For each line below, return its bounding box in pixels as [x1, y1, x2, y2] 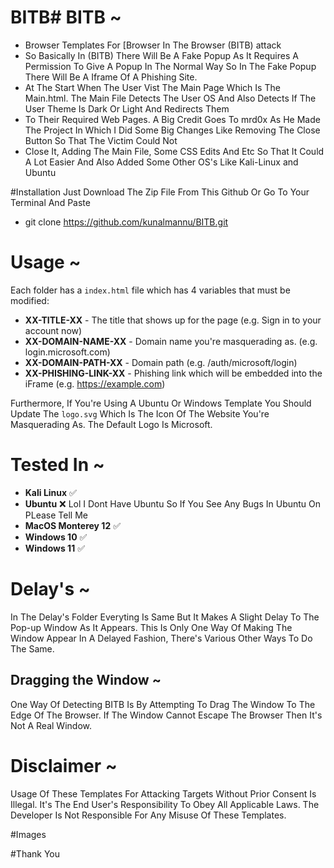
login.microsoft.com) [24, 346, 111, 358]
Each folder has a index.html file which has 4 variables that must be [10, 284, 291, 296]
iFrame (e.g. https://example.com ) [24, 377, 166, 390]
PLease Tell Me [24, 509, 88, 521]
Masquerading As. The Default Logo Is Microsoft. [10, 418, 213, 430]
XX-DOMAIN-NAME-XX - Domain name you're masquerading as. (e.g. [24, 335, 318, 347]
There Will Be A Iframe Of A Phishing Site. [24, 71, 198, 83]
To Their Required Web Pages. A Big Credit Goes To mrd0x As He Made [24, 113, 321, 125]
